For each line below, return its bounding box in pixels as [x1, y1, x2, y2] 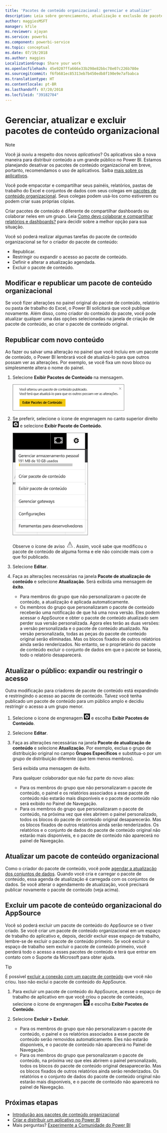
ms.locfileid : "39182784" [5, 92, 59, 97]
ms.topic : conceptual [5, 45, 50, 50]
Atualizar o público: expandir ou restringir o [5, 666, 143, 675]
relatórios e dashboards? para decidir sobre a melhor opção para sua [5, 218, 147, 224]
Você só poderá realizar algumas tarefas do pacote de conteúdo [5, 233, 137, 239]
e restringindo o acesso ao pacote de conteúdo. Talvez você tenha [5, 693, 142, 699]
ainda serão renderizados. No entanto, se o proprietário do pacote [19, 641, 156, 647]
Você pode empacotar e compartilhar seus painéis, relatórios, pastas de [5, 182, 153, 188]
